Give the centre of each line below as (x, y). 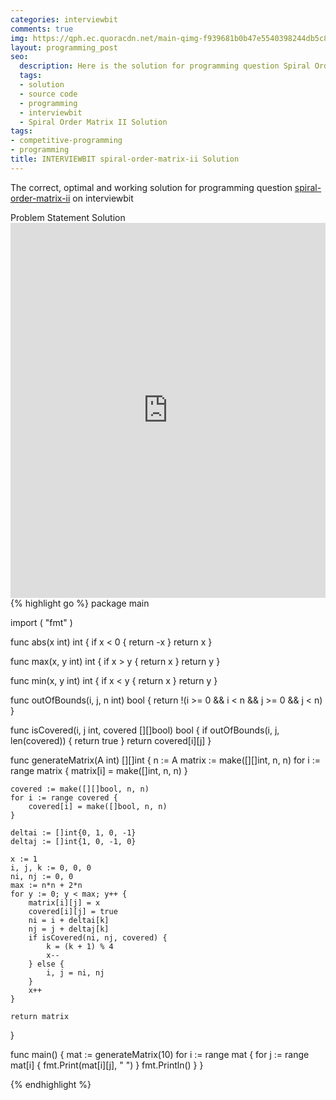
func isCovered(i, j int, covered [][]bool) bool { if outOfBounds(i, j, (145, 730)
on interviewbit (103, 198)
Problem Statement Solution (68, 217)
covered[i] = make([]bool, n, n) (98, 806)
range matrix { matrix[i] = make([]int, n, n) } (99, 770)
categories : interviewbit (64, 19)
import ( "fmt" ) (41, 622)
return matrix (40, 1016)
